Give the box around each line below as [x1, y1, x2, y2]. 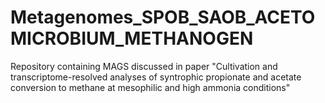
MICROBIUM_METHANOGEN [10, 27, 254, 50]
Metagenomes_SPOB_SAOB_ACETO [10, 6, 316, 29]
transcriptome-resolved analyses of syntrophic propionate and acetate [10, 71, 302, 83]
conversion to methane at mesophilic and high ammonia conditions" [10, 81, 291, 93]
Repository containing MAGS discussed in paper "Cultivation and [10, 60, 278, 72]
